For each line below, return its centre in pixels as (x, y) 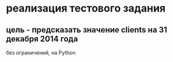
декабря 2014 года (42, 39)
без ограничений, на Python (41, 53)
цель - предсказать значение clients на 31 (87, 30)
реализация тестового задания (86, 8)
